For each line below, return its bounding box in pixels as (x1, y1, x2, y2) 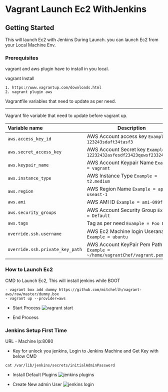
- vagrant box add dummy (5, 287, 57, 292)
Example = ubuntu (86, 234, 128, 240)
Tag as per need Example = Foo (86, 220, 160, 227)
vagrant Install (5, 75, 34, 81)
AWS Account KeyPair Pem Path (86, 241, 162, 248)
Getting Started (5, 23, 54, 32)
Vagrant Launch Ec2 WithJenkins (5, 3, 146, 15)
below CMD (12, 353, 37, 359)
